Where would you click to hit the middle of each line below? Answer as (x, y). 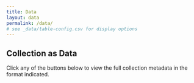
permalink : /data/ (30, 23)
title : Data (21, 12)
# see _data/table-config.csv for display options (72, 29)
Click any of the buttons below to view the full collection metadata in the (97, 68)
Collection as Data (42, 53)
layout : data (23, 18)
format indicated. (28, 75)
